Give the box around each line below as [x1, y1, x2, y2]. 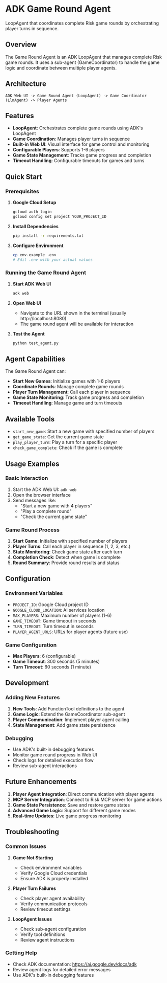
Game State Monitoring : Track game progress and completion [12, 394, 144, 400]
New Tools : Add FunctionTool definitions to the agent [12, 705, 125, 711]
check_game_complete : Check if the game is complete [12, 444, 123, 451]
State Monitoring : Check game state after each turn [12, 549, 122, 555]
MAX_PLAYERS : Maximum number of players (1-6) [12, 612, 112, 618]
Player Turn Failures [12, 885, 56, 891]
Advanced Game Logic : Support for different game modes [12, 807, 136, 813]
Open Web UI [12, 300, 42, 306]
